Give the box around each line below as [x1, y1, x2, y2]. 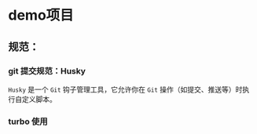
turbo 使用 [8, 116, 49, 127]
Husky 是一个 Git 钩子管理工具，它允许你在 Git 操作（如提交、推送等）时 [8, 85, 243, 94]
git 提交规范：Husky [8, 65, 86, 76]
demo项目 [8, 6, 75, 24]
